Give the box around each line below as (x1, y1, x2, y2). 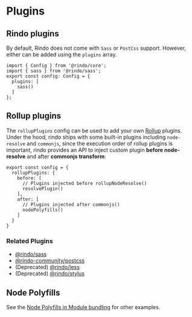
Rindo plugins (6, 28, 59, 39)
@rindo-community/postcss (14, 257, 85, 264)
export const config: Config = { (6, 73, 91, 79)
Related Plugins (6, 236, 53, 245)
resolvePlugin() (22, 185, 63, 192)
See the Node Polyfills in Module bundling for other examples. (6, 303, 161, 310)
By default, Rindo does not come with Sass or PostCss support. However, (6, 44, 186, 52)
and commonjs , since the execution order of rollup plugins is (27, 139, 173, 147)
